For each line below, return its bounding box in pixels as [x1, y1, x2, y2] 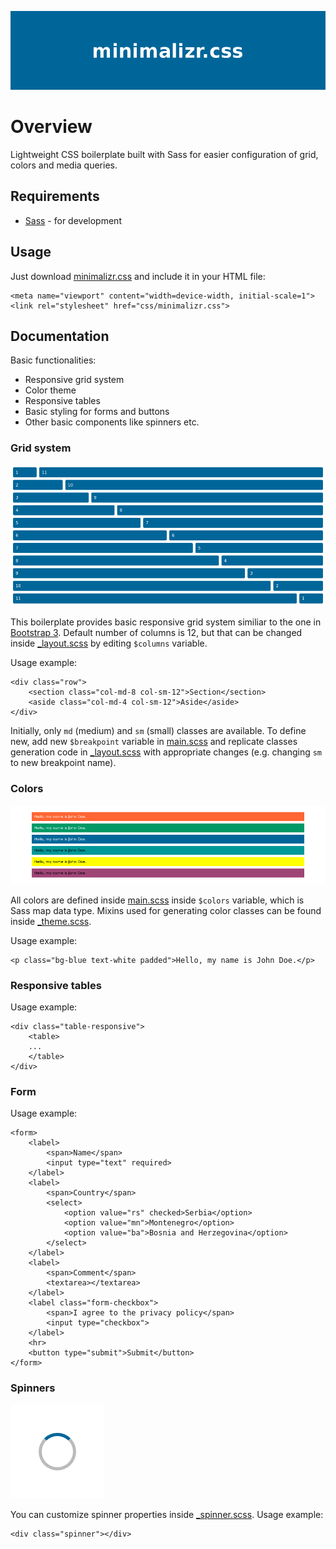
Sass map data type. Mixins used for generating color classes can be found [10, 904, 322, 916]
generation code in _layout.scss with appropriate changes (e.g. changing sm [10, 746, 323, 758]
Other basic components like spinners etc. [24, 416, 200, 428]
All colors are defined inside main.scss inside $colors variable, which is [10, 894, 305, 906]
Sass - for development [24, 214, 122, 226]
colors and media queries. [10, 159, 118, 171]
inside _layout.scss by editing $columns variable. [10, 637, 208, 650]
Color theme [24, 384, 77, 396]
